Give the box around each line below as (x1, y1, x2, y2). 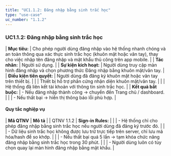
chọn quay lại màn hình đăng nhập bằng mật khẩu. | (5, 144, 115, 151)
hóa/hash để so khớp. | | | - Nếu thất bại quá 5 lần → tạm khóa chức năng (5, 133, 160, 140)
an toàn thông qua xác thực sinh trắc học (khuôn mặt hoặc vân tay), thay (5, 51, 158, 57)
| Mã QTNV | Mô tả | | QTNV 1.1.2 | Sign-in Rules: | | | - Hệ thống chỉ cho (5, 117, 158, 123)
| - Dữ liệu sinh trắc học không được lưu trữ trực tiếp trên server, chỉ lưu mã (5, 128, 163, 135)
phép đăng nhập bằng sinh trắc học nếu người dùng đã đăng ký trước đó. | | (5, 123, 165, 129)
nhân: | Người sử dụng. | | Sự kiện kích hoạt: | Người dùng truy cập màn (5, 62, 157, 68)
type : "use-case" (5, 12, 42, 17)
